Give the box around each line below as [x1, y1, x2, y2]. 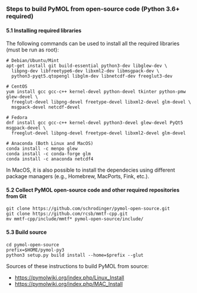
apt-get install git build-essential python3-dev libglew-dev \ [6, 63, 168, 69]
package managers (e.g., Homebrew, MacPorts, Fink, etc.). [6, 173, 149, 180]
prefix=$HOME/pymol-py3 [6, 247, 65, 253]
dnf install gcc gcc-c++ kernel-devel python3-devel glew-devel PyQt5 [6, 120, 183, 126]
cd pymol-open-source [6, 242, 60, 247]
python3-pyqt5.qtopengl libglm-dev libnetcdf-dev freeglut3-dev [11, 73, 173, 79]
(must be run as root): [6, 46, 59, 53]
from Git [6, 192, 27, 199]
